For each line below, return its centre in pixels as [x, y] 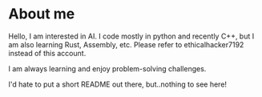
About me [42, 14]
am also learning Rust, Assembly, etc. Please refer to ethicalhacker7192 [126, 44]
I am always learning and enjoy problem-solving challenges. [107, 68]
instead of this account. [47, 53]
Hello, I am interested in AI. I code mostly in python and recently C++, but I [131, 36]
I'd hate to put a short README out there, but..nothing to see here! [117, 84]
